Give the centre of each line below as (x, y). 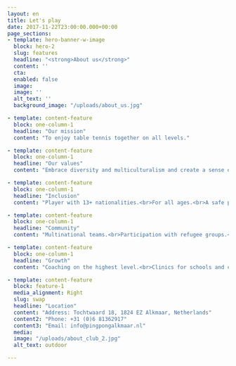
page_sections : (29, 33)
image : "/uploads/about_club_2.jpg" (67, 339)
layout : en (23, 14)
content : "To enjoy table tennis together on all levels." (102, 138)
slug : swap (29, 300)
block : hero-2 (34, 46)
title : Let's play (34, 20)
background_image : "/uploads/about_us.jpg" (78, 106)
